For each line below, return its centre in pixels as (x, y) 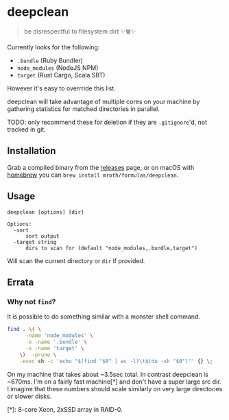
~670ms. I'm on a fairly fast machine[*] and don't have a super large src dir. (114, 382)
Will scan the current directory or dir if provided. (76, 260)
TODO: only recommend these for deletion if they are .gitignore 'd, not (107, 122)
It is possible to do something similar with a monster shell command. (104, 317)
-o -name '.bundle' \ (56, 342)
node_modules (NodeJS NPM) (58, 67)
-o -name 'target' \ (55, 348)
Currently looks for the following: (53, 47)
